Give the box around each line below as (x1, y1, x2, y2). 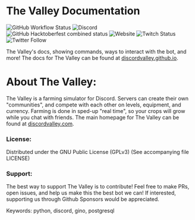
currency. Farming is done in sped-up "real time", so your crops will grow (6, 107, 185, 114)
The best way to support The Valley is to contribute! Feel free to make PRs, (6, 183, 190, 190)
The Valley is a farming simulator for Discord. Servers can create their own (6, 95, 189, 102)
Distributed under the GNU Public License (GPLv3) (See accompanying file (6, 149, 189, 156)
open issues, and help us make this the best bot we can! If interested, (6, 189, 177, 197)
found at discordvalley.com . (6, 120, 74, 127)
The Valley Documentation (6, 4, 140, 18)
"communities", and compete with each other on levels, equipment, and (6, 101, 181, 108)
